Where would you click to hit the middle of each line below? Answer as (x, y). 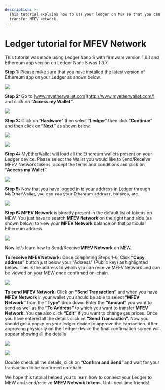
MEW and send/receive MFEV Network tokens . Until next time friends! (77, 383)
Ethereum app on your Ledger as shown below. (53, 77)
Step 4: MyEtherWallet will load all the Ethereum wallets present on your (79, 154)
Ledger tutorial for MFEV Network (76, 43)
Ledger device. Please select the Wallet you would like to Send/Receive (78, 159)
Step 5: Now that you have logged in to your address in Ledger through (78, 189)
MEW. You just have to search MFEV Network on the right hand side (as (79, 218)
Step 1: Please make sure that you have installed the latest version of (75, 72)
